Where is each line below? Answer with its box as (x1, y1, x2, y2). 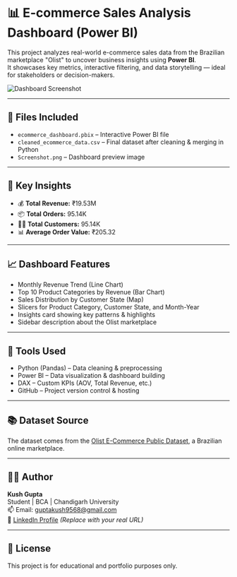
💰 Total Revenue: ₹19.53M (17, 198, 97, 208)
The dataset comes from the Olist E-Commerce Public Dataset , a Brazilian (7, 436, 222, 445)
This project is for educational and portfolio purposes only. (7, 561, 178, 570)
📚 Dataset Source (7, 414, 89, 427)
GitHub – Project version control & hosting (17, 386, 140, 395)
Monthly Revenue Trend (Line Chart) (17, 280, 123, 289)
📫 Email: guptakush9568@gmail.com (7, 505, 117, 513)
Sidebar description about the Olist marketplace (17, 318, 157, 326)
